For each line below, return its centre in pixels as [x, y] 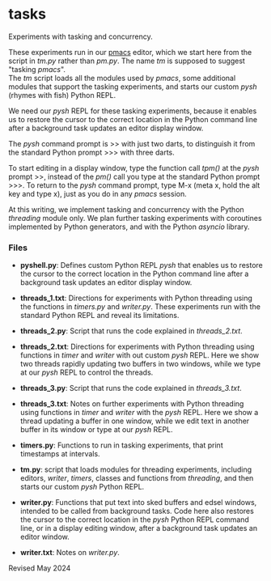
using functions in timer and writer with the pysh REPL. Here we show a [139, 413]
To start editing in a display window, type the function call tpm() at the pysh [134, 168]
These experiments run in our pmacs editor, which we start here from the [130, 52]
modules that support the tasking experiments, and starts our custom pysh [133, 87]
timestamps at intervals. [60, 454]
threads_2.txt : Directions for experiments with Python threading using [137, 347]
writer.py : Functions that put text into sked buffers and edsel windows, [138, 503]
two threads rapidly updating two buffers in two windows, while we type [140, 364]
